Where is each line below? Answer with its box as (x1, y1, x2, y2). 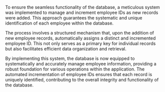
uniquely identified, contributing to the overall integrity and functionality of (5, 77, 159, 82)
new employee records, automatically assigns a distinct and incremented (5, 35, 156, 41)
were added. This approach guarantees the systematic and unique (5, 15, 142, 20)
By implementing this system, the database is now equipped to (5, 55, 135, 61)
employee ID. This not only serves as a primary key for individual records (5, 40, 156, 46)
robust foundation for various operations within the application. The (5, 66, 145, 72)
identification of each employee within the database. (5, 20, 114, 26)
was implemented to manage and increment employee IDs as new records (5, 9, 158, 15)
